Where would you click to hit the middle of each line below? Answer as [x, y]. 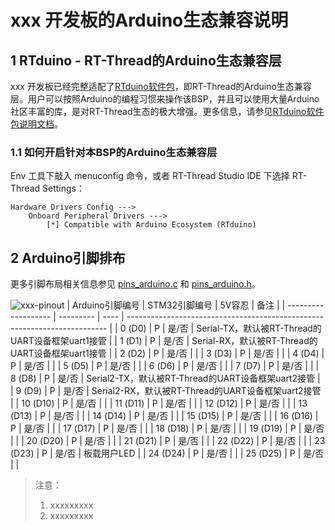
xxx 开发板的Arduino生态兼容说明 [149, 20]
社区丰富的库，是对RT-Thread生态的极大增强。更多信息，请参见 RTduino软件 [167, 111]
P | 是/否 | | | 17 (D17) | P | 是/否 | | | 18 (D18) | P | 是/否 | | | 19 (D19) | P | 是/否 [167, 428]
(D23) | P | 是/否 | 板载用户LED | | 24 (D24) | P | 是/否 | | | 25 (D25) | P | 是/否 [167, 453]
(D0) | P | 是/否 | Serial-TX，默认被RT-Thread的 [225, 328]
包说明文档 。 [36, 124]
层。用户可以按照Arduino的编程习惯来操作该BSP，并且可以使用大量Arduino [165, 99]
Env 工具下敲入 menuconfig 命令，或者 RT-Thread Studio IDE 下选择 [150, 176]
